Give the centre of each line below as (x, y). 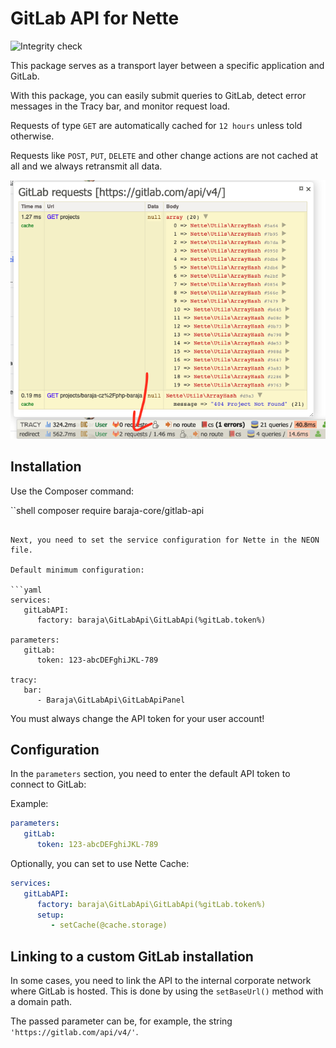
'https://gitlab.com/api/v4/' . (74, 1032)
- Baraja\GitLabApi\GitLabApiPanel (111, 700)
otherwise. (32, 136)
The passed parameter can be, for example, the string (121, 1021)
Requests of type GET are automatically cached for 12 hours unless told (156, 125)
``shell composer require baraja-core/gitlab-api (107, 510)
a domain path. (41, 1002)
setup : (50, 915)
